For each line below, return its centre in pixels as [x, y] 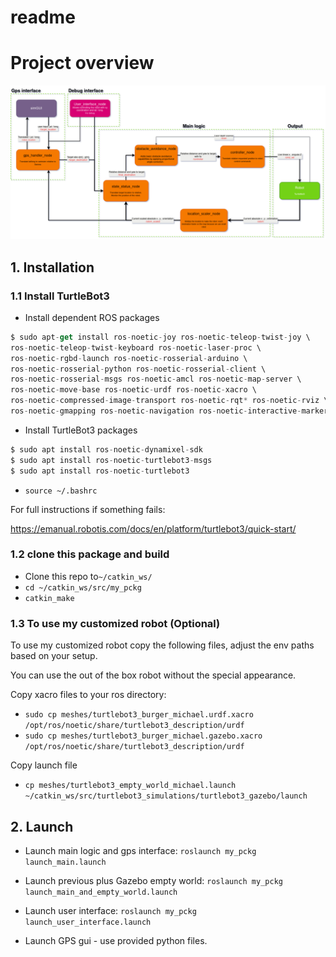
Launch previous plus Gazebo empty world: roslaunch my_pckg [153, 880]
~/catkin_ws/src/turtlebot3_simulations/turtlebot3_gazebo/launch [166, 796]
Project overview [82, 63]
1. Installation [52, 267]
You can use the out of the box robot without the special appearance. [153, 675]
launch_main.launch [65, 862]
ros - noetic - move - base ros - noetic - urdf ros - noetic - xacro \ [133, 390]
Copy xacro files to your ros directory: [88, 695]
